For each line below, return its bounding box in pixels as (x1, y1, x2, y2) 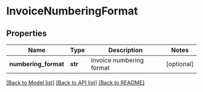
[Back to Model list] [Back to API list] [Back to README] (6, 79, 145, 86)
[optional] (166, 60, 194, 68)
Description (108, 46, 143, 54)
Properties (6, 28, 47, 38)
